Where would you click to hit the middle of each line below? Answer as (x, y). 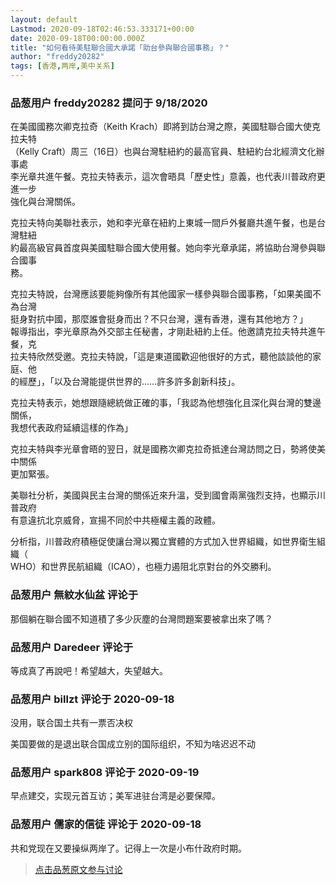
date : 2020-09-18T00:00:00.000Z (77, 38)
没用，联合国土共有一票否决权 (71, 723)
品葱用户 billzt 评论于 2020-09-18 (92, 699)
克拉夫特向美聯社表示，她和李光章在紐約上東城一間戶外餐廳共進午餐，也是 (163, 223)
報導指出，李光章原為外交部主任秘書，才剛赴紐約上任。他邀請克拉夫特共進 (163, 332)
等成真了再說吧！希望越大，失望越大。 (89, 670)
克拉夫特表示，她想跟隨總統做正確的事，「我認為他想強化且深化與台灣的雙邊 (166, 403)
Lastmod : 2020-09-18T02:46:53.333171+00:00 (102, 29)
